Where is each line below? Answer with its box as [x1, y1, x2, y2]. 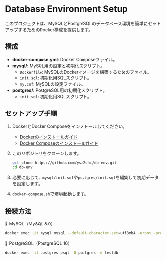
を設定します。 [12, 181, 43, 186]
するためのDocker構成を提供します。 [18, 26, 93, 33]
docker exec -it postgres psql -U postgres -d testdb [5, 250, 119, 255]
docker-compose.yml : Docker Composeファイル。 [12, 56, 118, 62]
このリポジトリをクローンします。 [12, 150, 82, 156]
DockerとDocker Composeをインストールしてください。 [12, 123, 127, 129]
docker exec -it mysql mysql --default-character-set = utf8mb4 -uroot [5, 231, 152, 236]
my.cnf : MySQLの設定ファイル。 [19, 81, 85, 87]
